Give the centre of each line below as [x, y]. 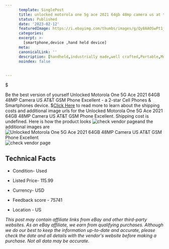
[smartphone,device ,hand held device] [65, 43]
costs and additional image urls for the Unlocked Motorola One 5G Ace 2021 [84, 111]
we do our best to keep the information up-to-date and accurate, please [80, 230]
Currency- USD [28, 190]
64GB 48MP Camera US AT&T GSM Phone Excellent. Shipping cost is [77, 116]
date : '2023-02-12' [39, 24]
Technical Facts [31, 159]
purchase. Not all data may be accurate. [47, 241]
